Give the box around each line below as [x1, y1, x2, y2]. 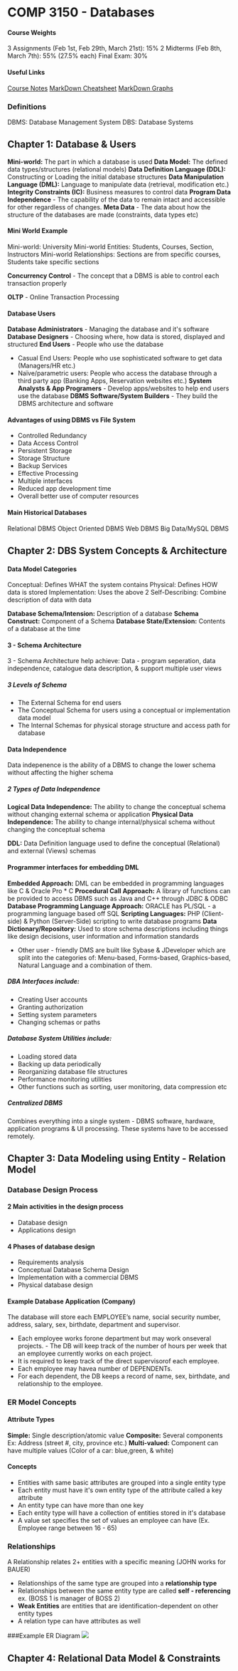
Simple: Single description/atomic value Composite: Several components [7, 1431, 223, 1440]
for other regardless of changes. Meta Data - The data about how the [7, 202, 211, 211]
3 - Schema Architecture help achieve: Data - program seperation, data [7, 657, 216, 665]
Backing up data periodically [17, 1059, 102, 1068]
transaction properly [7, 278, 67, 287]
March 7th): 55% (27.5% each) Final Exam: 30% [7, 51, 148, 61]
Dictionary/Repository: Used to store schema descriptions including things [7, 924, 229, 933]
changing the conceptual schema [7, 826, 105, 834]
